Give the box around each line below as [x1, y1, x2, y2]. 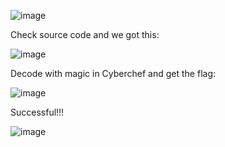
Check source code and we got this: [10, 29, 160, 40]
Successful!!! [10, 106, 65, 118]
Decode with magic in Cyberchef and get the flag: [10, 68, 217, 79]
